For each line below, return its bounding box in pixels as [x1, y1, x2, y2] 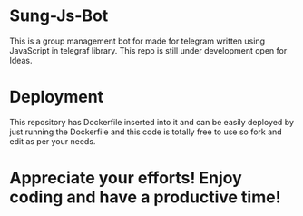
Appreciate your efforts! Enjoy [9, 168, 242, 189]
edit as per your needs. [9, 135, 96, 146]
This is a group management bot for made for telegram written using [9, 35, 266, 46]
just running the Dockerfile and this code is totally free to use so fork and [9, 126, 283, 137]
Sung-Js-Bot [9, 5, 109, 26]
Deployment [9, 87, 104, 107]
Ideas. [9, 54, 33, 65]
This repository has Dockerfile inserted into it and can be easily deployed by [9, 116, 295, 127]
